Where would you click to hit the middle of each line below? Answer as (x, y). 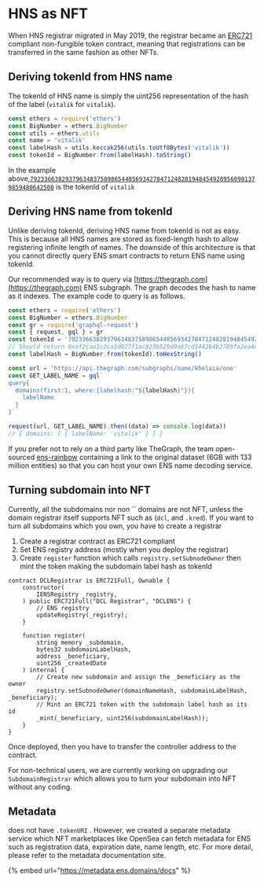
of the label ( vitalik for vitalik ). (62, 104)
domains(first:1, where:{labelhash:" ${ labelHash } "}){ (105, 390)
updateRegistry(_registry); (82, 615)
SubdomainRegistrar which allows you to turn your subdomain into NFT (122, 778)
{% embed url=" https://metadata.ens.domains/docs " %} (99, 870)
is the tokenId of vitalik (95, 187)
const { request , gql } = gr (56, 332)
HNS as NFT (48, 14)
